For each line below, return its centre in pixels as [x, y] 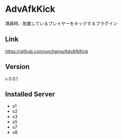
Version [17, 67]
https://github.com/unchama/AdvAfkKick [47, 51]
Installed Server [30, 94]
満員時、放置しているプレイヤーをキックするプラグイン [61, 23]
